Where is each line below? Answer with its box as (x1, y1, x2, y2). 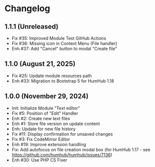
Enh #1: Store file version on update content (11, 121, 100, 126)
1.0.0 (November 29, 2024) (4, 92, 89, 101)
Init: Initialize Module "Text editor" (11, 105, 80, 111)
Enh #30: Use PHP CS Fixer (11, 157, 67, 163)
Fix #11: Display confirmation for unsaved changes (11, 131, 113, 137)
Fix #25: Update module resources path (11, 73, 92, 79)
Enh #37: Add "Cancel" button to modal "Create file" (11, 46, 117, 51)
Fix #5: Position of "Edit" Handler (11, 110, 79, 116)
